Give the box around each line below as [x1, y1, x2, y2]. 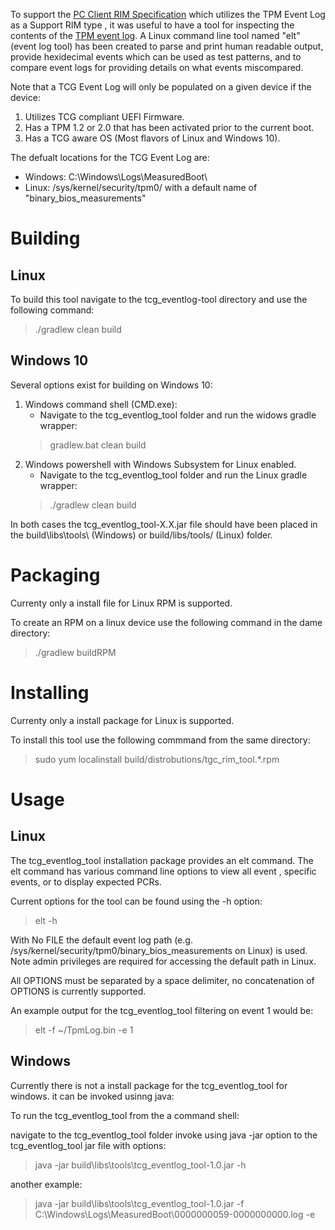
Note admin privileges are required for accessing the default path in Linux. [10, 955, 317, 967]
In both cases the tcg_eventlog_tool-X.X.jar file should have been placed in [10, 518, 318, 530]
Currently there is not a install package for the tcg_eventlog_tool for [10, 1079, 288, 1091]
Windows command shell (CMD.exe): [24, 398, 178, 410]
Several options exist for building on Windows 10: [10, 379, 213, 391]
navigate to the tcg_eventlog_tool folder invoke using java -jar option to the [10, 1129, 318, 1141]
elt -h [34, 914, 58, 926]
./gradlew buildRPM [34, 646, 117, 658]
